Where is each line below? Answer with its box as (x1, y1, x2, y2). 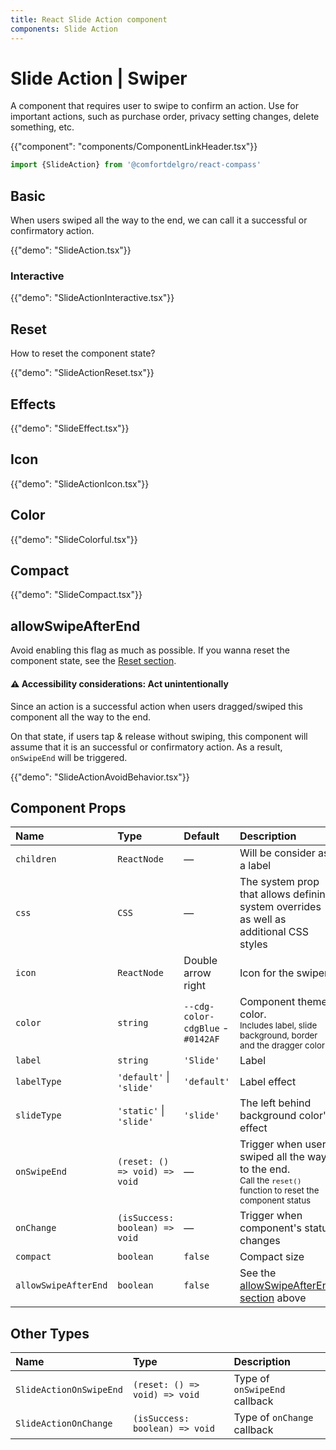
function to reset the (239, 1185, 320, 1196)
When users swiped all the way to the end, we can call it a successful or (10, 214, 308, 226)
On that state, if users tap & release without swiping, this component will (10, 730, 308, 742)
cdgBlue (183, 1023, 220, 1035)
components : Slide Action (10, 24, 118, 34)
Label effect (239, 1075, 297, 1089)
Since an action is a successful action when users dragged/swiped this (10, 700, 303, 712)
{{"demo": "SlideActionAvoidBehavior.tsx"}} (10, 771, 190, 783)
